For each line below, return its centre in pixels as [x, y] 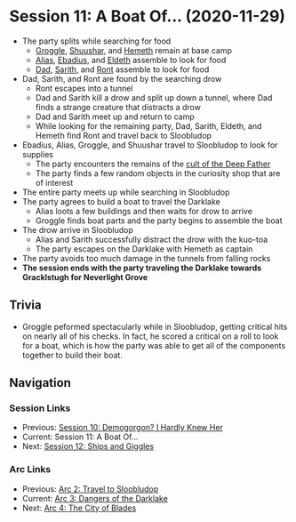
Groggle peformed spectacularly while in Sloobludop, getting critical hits [155, 326]
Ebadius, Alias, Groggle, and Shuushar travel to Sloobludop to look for [150, 145]
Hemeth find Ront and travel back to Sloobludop [123, 135]
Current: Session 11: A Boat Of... [80, 437]
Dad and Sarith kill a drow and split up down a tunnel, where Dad [154, 97]
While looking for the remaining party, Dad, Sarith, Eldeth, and [148, 125]
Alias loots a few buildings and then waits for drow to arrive [144, 211]
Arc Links [30, 470]
